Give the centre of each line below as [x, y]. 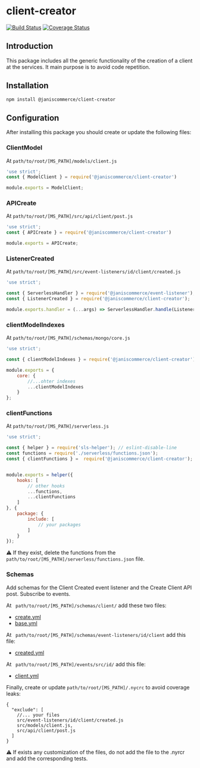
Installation [27, 85]
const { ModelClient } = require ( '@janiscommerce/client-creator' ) [92, 177]
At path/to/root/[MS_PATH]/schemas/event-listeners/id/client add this [96, 635]
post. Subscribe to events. [38, 593]
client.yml [27, 676]
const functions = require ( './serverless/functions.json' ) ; [82, 453]
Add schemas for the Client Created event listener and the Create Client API [99, 587]
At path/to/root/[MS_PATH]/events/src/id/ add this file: [76, 664]
